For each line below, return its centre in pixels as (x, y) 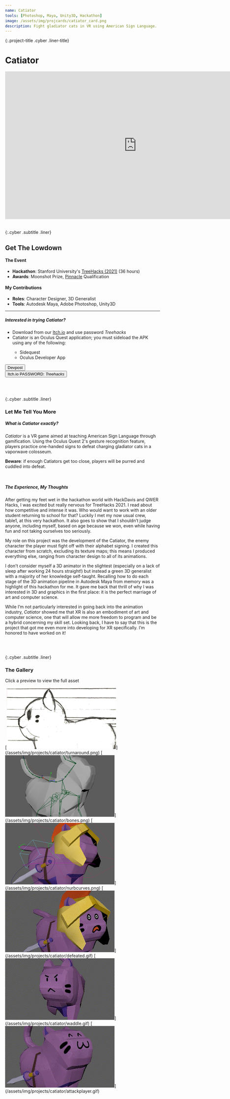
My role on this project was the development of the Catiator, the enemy (77, 540)
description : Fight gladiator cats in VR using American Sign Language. (81, 26)
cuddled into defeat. (26, 466)
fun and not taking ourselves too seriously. (48, 531)
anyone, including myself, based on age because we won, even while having (83, 526)
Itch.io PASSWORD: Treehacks (36, 374)
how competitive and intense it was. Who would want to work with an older (81, 510)
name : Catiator (21, 10)
